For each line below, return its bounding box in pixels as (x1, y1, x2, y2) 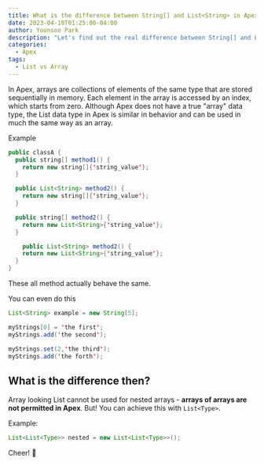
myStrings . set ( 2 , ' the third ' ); (8, 344, 111, 353)
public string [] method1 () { (15, 155, 111, 164)
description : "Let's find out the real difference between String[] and (8, 33, 251, 42)
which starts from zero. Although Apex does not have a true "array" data (8, 101, 244, 110)
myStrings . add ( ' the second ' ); (8, 330, 108, 339)
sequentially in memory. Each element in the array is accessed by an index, (8, 92, 251, 102)
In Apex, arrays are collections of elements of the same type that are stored (8, 84, 253, 94)
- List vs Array (15, 63, 68, 71)
